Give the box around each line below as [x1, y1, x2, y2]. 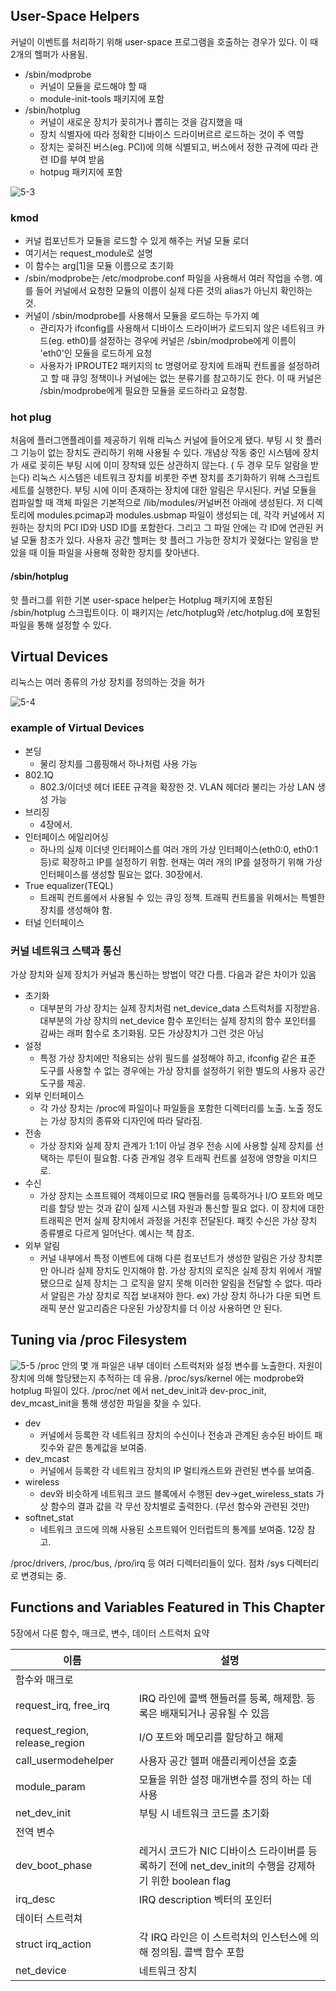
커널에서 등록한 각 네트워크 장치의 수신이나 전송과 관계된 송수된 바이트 [39, 1429, 313, 1441]
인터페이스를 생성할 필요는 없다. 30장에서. [39, 868, 203, 880]
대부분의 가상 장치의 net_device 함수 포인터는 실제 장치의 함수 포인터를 [39, 1015, 317, 1027]
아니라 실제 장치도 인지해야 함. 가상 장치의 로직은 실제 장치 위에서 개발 [50, 1265, 323, 1277]
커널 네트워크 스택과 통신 [10, 944, 122, 958]
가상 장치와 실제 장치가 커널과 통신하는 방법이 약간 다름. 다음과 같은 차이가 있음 [10, 969, 317, 981]
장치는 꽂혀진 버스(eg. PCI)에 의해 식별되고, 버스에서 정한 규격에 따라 [39, 140, 308, 153]
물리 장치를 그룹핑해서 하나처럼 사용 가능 [39, 757, 198, 769]
